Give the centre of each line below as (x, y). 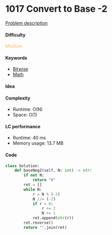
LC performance (23, 126)
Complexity (18, 98)
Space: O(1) (25, 115)
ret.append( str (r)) (53, 218)
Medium (14, 46)
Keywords (16, 58)
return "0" (44, 180)
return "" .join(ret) (45, 227)
